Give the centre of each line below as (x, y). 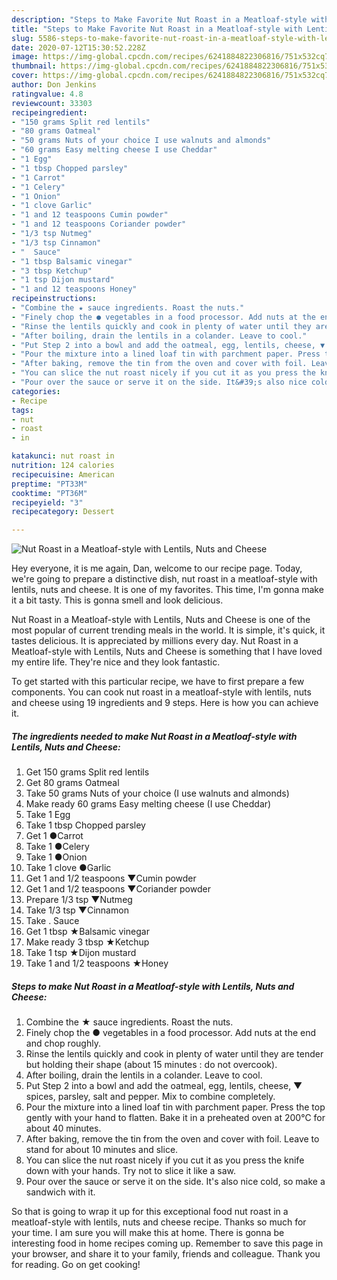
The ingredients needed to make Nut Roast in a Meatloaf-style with (154, 736)
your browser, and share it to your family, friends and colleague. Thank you (166, 1254)
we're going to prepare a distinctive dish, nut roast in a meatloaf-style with (164, 579)
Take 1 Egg (48, 815)
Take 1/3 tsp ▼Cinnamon (77, 910)
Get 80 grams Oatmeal (72, 783)
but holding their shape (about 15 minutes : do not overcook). (151, 1065)
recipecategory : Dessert (63, 512)
